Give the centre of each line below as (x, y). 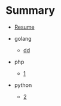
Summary (30, 10)
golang (23, 38)
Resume (24, 27)
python (23, 85)
